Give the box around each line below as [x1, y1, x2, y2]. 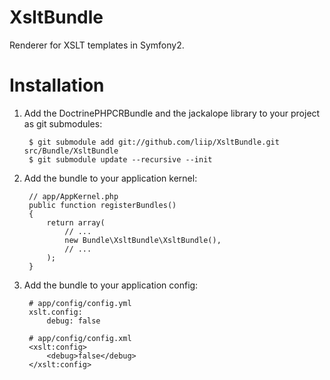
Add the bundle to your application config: [23, 279, 199, 291]
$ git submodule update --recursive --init [28, 154, 213, 165]
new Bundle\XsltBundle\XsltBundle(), [64, 235, 222, 245]
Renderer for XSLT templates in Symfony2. [9, 39, 185, 51]
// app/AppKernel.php [28, 191, 119, 201]
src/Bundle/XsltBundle [23, 146, 119, 156]
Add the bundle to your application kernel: [23, 172, 198, 184]
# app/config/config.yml [28, 298, 132, 308]
